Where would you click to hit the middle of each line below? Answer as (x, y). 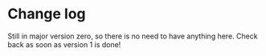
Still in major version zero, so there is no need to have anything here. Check (133, 36)
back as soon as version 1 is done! (64, 44)
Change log (47, 14)
